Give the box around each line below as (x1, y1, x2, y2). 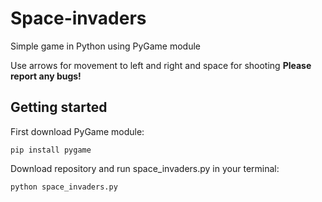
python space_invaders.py (10, 182, 118, 192)
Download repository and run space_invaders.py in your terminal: (10, 162, 280, 174)
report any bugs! (10, 70, 82, 82)
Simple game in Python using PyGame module (10, 40, 201, 52)
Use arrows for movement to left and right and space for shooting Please (10, 59, 312, 71)
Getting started (10, 99, 108, 116)
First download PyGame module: (10, 125, 145, 137)
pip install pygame (10, 145, 92, 155)
